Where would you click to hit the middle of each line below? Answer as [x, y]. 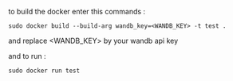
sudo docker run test [44, 71]
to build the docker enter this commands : [77, 12]
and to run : [27, 56]
